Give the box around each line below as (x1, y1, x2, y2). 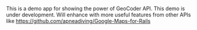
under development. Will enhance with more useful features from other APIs (6, 11, 191, 18)
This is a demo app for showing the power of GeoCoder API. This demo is (6, 5, 185, 12)
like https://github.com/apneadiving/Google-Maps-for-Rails (6, 18, 151, 24)
